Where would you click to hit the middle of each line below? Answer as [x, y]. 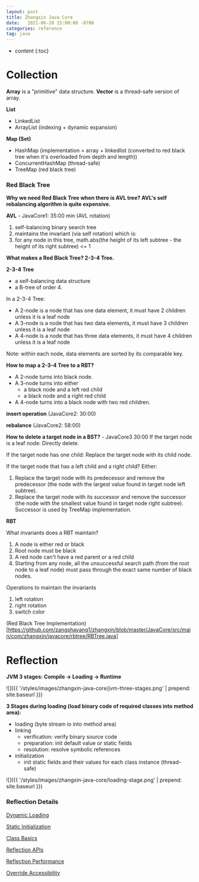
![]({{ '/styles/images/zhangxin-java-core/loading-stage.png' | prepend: [94, 780]
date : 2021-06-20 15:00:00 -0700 [50, 23]
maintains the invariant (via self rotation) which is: [75, 234]
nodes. [23, 576]
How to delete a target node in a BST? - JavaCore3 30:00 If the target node [99, 437]
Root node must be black [45, 551]
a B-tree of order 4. [38, 288]
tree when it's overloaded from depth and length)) [76, 157]
